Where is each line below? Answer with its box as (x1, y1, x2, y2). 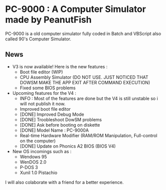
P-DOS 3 (19, 164, 38, 170)
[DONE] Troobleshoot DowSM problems (19, 116, 102, 123)
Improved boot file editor (19, 106, 71, 112)
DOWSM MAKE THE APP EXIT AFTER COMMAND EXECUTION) (19, 79, 151, 85)
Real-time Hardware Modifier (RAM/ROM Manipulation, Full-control (19, 132, 158, 138)
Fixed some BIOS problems (19, 85, 76, 91)
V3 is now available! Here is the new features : (12, 63, 108, 69)
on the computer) (19, 138, 56, 144)
